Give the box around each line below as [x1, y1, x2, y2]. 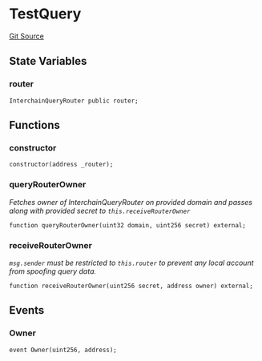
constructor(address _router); [9, 161, 114, 169]
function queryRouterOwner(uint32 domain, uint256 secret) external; [9, 221, 247, 229]
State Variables [9, 54, 87, 68]
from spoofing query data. [9, 266, 97, 276]
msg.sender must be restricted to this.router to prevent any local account [9, 258, 255, 267]
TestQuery [9, 5, 82, 23]
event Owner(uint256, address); [9, 346, 117, 354]
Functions [9, 118, 61, 132]
